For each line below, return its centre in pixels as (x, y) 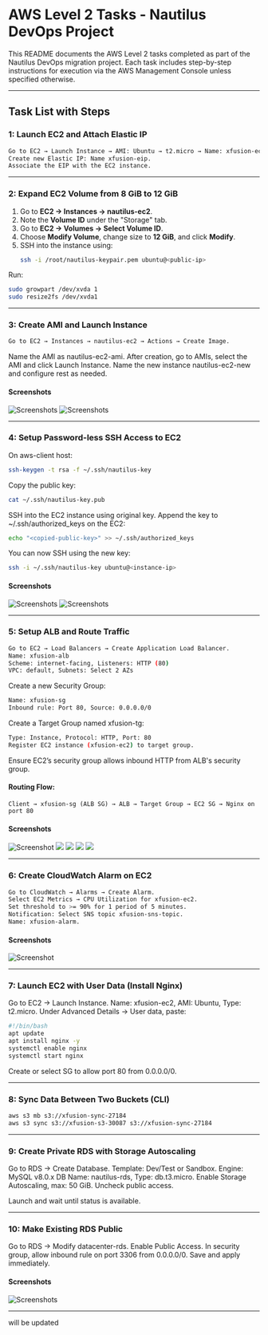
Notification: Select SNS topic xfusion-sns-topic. (96, 914)
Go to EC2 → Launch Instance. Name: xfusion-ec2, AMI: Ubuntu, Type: (125, 1003)
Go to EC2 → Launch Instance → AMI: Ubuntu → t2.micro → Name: (116, 151)
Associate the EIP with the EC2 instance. (80, 166)
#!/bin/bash (28, 1026)
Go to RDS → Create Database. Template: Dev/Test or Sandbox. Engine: (126, 1169)
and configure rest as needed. (58, 373)
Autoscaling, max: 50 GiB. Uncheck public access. (91, 1186)
